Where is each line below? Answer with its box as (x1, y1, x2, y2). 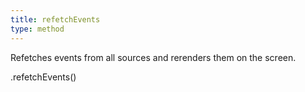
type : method (10, 24, 65, 34)
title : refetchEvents (10, 14, 101, 25)
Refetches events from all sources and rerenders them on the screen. (10, 51, 297, 63)
